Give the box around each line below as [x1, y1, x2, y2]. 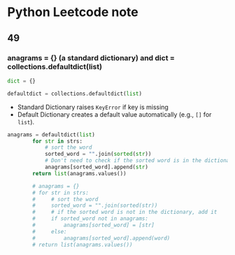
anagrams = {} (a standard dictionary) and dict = [7, 53, 175, 63]
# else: [32, 228, 68, 235]
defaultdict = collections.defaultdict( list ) [7, 90, 142, 97]
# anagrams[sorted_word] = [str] [32, 221, 155, 228]
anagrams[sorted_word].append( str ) [44, 163, 149, 170]
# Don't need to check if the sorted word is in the [44, 157, 201, 164]
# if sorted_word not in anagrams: [32, 215, 149, 222]
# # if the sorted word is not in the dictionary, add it [32, 209, 218, 216]
